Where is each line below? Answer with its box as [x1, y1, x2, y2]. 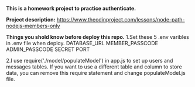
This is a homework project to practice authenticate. [6, 5, 136, 12]
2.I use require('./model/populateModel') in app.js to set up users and [6, 57, 173, 64]
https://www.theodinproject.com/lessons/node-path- [56, 16, 185, 23]
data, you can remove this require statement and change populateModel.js [6, 70, 186, 76]
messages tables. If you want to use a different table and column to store [6, 63, 183, 70]
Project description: [6, 16, 56, 23]
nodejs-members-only [6, 23, 60, 29]
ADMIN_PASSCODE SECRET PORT [6, 46, 90, 53]
